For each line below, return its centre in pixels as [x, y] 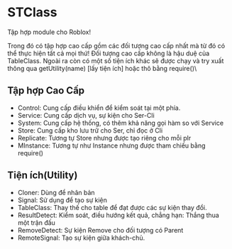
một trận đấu [36, 222]
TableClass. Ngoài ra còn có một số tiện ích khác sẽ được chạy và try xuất [116, 60]
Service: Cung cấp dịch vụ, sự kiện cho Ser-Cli [86, 115]
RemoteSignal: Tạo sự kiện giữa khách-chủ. [81, 238]
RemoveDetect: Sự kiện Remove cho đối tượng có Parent [100, 230]
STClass [32, 12]
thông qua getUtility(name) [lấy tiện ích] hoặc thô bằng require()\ [102, 68]
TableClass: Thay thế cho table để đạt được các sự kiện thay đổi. [112, 207]
